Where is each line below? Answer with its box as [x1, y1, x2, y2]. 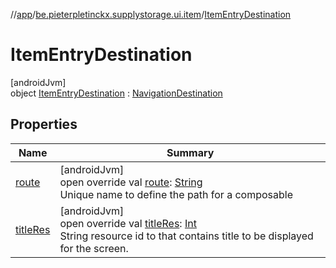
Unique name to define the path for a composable [59, 187, 294, 201]
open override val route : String [59, 175, 203, 189]
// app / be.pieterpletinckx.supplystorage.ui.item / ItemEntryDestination [10, 9, 292, 20]
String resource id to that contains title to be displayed [59, 229, 314, 243]
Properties [10, 116, 78, 133]
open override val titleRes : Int [59, 216, 197, 230]
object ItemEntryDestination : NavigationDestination [10, 87, 223, 99]
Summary [166, 145, 215, 159]
